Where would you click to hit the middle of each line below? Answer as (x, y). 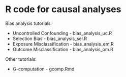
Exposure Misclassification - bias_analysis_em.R (63, 44)
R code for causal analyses (63, 9)
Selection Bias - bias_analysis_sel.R (50, 38)
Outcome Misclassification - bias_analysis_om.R (63, 49)
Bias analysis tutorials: (29, 23)
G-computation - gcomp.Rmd (43, 69)
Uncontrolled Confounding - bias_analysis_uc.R (62, 33)
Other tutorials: (21, 59)
